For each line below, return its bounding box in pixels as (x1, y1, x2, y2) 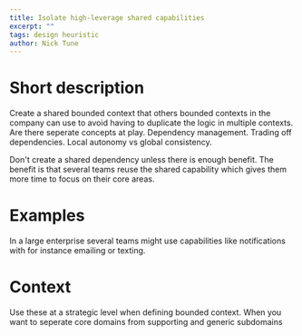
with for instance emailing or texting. (9, 245, 146, 256)
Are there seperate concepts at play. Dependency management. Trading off (9, 127, 292, 138)
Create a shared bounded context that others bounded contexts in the (9, 108, 271, 119)
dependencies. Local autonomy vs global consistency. (9, 137, 212, 148)
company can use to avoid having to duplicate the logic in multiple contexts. (9, 117, 294, 128)
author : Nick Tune (9, 38, 79, 48)
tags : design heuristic (9, 30, 100, 39)
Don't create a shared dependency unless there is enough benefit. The (9, 154, 274, 165)
